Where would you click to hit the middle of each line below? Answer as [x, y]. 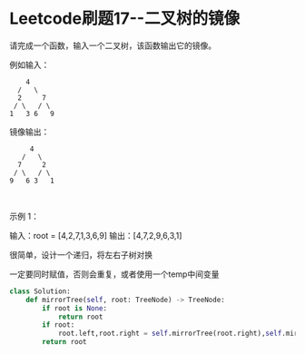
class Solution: [40, 291]
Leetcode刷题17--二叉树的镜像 [125, 19]
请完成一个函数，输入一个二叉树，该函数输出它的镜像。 [113, 45]
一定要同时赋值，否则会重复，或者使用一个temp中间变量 [114, 274]
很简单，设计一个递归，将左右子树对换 [81, 254]
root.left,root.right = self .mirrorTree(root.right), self [170, 334]
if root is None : [74, 308]
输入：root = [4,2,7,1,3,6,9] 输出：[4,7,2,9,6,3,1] [96, 235]
